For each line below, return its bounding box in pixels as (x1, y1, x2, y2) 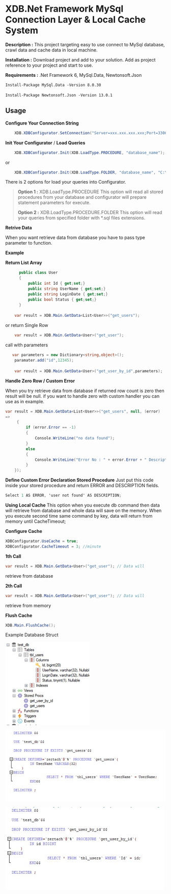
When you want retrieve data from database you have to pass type (5, 234, 145, 241)
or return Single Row (5, 322, 48, 329)
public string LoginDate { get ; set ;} (27, 291, 108, 296)
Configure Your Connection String (5, 120, 79, 126)
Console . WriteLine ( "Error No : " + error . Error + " (35, 457, 147, 462)
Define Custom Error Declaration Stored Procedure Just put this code (5, 477, 154, 483)
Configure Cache (5, 528, 42, 534)
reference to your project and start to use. (5, 62, 93, 68)
